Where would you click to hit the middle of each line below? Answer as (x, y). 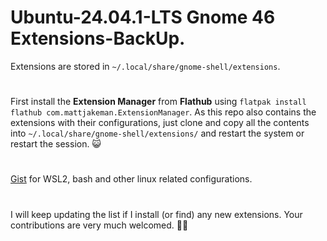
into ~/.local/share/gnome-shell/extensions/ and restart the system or (157, 133)
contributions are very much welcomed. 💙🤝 (99, 225)
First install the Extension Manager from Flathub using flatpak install (158, 102)
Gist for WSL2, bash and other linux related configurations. (131, 179)
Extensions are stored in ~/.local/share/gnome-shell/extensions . (145, 66)
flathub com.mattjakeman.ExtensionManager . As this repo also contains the (163, 112)
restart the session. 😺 (56, 144)
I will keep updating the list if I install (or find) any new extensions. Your (156, 214)
